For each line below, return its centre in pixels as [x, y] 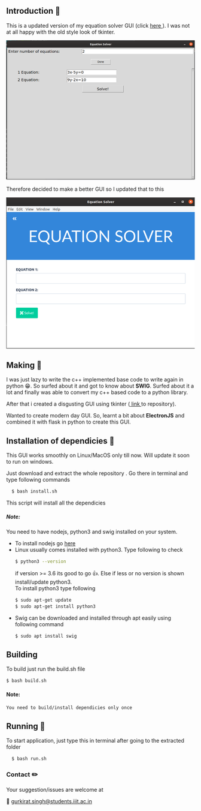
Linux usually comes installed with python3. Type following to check [99, 550]
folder [13, 747]
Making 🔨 [24, 365]
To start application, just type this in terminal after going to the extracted [95, 741]
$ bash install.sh [35, 492]
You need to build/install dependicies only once [69, 708]
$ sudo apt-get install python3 [55, 606]
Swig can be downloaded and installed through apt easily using [93, 618]
